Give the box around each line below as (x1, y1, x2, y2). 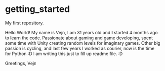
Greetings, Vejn (5, 60, 37, 66)
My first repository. (5, 20, 44, 26)
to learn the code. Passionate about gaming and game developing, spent (5, 35, 153, 41)
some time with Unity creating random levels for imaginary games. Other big (5, 40, 161, 46)
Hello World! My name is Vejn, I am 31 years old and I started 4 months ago (5, 29, 158, 35)
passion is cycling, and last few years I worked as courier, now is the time (5, 45, 155, 51)
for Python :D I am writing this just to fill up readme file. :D (5, 51, 123, 57)
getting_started (5, 3, 70, 15)
